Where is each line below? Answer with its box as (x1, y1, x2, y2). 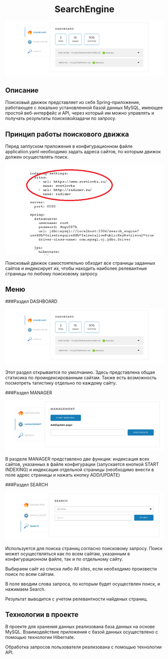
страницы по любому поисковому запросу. (5, 270, 99, 277)
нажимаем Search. (5, 586, 46, 592)
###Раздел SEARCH (5, 481, 48, 488)
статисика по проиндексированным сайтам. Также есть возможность (5, 375, 157, 381)
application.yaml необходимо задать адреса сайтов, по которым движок (5, 149, 161, 155)
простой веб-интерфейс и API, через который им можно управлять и (5, 110, 154, 116)
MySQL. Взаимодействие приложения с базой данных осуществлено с (5, 629, 158, 635)
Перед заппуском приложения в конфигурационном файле (5, 143, 133, 149)
